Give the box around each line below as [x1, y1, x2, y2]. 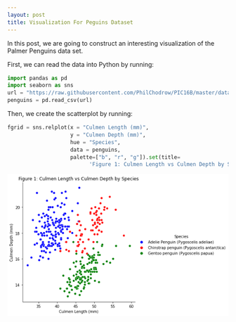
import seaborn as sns [7, 82, 74, 89]
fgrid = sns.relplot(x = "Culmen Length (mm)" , [7, 124, 150, 131]
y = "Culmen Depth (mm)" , [70, 131, 146, 139]
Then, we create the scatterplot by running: [7, 110, 133, 117]
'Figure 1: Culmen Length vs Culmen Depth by [88, 161, 225, 168]
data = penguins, [70, 146, 121, 153]
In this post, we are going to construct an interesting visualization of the [7, 39, 215, 47]
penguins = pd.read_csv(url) [7, 97, 93, 104]
